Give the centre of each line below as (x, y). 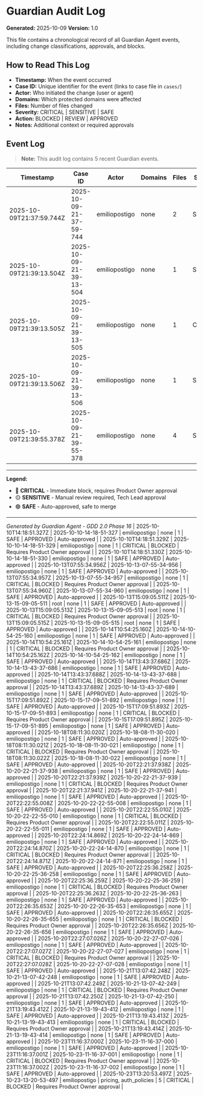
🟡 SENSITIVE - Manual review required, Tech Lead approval (90, 497)
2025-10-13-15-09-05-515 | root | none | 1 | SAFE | (117, 623)
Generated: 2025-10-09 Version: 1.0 (52, 28)
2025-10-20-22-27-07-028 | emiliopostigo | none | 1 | (123, 964)
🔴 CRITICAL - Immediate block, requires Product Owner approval (96, 490)
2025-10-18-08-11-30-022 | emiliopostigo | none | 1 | (120, 758)
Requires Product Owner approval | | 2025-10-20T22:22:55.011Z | (88, 822)
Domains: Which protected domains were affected (78, 99)
